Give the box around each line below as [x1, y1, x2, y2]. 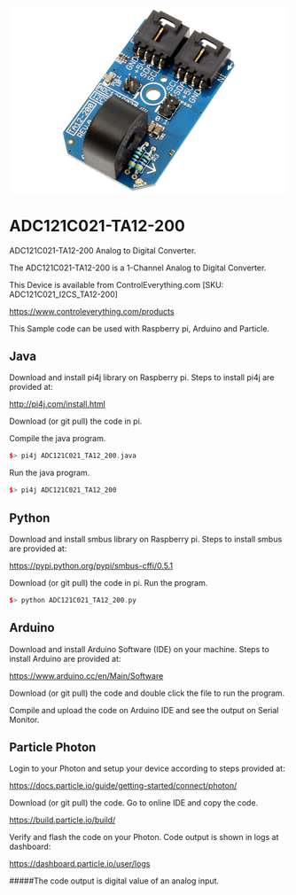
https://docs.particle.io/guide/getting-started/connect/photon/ [9, 781, 238, 791]
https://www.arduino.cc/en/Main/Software [9, 670, 164, 681]
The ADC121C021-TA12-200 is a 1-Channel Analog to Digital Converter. [9, 262, 267, 273]
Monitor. [9, 714, 40, 725]
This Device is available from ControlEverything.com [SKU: [9, 279, 224, 290]
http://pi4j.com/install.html [9, 399, 106, 409]
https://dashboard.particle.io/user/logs [9, 859, 151, 869]
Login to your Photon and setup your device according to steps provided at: [9, 763, 285, 774]
